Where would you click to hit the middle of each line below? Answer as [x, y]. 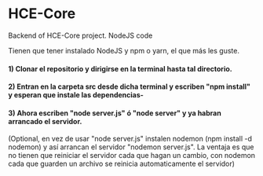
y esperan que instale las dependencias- [76, 95]
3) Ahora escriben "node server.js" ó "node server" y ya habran [115, 113]
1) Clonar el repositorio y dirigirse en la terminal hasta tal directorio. [121, 68]
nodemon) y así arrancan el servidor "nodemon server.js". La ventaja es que [131, 147]
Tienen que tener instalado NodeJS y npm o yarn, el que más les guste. [124, 50]
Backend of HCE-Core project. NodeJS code [80, 35]
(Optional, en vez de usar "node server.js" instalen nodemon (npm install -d [130, 139]
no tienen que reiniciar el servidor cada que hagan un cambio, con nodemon [132, 156]
